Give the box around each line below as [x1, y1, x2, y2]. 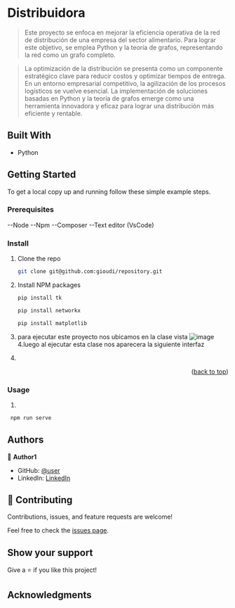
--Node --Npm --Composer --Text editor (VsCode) [7, 220, 154, 229]
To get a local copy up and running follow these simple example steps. [7, 187, 211, 196]
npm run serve [10, 414, 52, 422]
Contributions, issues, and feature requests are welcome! [7, 512, 173, 521]
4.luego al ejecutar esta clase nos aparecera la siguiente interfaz [17, 340, 205, 348]
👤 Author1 [7, 452, 37, 461]
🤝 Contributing [7, 494, 73, 506]
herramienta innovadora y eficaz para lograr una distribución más [24, 101, 215, 110]
